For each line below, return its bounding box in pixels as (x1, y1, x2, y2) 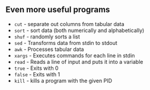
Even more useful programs (5, 5, 110, 15)
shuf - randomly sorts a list (14, 33, 81, 40)
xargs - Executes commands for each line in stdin (14, 52, 135, 59)
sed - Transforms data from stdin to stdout (14, 39, 118, 46)
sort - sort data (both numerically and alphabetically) (14, 27, 145, 34)
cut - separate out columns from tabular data (14, 20, 125, 27)
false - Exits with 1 (14, 70, 60, 78)
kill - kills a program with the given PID (14, 77, 113, 84)
